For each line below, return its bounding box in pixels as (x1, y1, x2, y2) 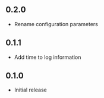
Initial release (14, 86, 47, 94)
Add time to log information (14, 53, 81, 61)
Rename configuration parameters (14, 20, 99, 27)
